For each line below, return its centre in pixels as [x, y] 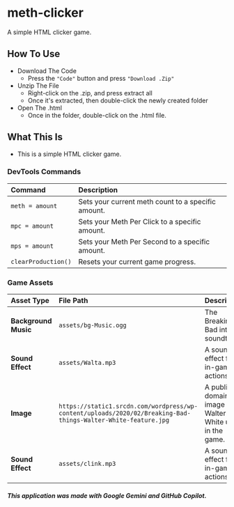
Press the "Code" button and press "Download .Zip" [101, 78]
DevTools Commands [44, 172]
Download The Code [47, 70]
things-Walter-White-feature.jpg [114, 420]
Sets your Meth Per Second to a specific [144, 242]
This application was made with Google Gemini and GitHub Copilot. [107, 495]
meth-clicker [45, 13]
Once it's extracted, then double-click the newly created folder [118, 100]
